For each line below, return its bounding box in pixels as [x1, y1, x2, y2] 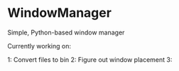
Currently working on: [7, 41, 71, 50]
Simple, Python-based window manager [7, 28, 125, 37]
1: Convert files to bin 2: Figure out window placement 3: [7, 55, 173, 64]
